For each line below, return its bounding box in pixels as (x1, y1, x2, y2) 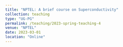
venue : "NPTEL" (5, 25, 37, 30)
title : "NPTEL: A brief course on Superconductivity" (5, 7, 119, 12)
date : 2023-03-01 (5, 30, 41, 35)
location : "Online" (5, 35, 46, 40)
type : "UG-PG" (5, 16, 35, 21)
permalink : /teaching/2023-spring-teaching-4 (5, 21, 101, 26)
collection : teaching (5, 12, 50, 17)
